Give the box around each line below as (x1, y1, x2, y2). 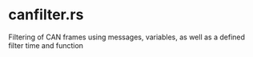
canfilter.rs (8, 6, 84, 24)
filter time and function (8, 40, 84, 50)
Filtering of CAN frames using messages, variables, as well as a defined (8, 32, 246, 42)
